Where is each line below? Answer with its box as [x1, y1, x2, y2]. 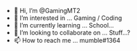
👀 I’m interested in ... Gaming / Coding [13, 14, 122, 22]
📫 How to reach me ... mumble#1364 [13, 37, 121, 44]
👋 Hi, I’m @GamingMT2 [13, 7, 81, 14]
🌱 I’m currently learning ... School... [13, 21, 114, 29]
